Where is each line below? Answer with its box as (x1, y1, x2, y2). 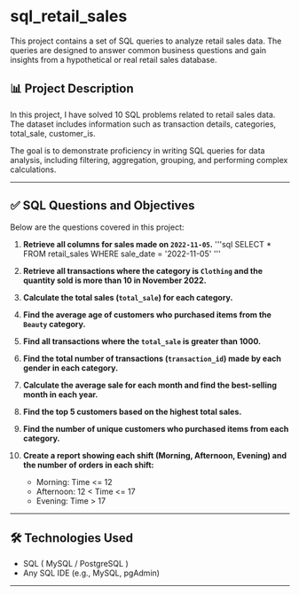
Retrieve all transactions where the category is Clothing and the (22, 265, 264, 276)
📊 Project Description (10, 82, 134, 97)
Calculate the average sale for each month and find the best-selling (22, 380, 278, 390)
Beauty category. (22, 318, 86, 329)
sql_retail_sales (10, 6, 128, 27)
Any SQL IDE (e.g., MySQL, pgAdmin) (22, 568, 161, 578)
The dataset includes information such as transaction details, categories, (10, 118, 277, 129)
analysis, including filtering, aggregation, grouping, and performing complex (10, 154, 288, 165)
